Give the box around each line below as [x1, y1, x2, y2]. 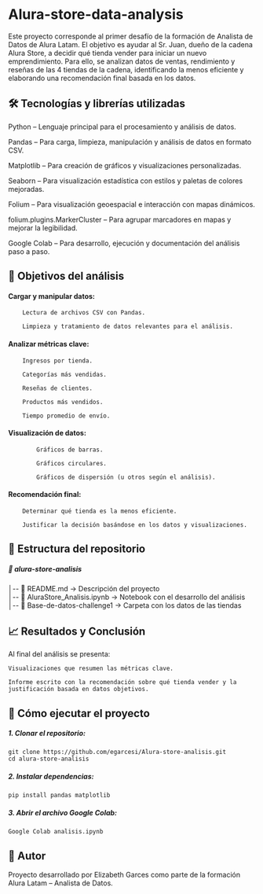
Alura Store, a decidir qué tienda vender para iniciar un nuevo [8, 48, 207, 57]
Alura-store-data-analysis [8, 6, 184, 24]
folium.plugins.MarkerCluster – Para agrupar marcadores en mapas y [8, 215, 232, 224]
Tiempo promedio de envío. [22, 411, 111, 420]
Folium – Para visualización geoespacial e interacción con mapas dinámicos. [8, 199, 255, 209]
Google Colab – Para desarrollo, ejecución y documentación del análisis [8, 238, 240, 248]
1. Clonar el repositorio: [8, 729, 86, 738]
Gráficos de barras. [36, 446, 104, 454]
